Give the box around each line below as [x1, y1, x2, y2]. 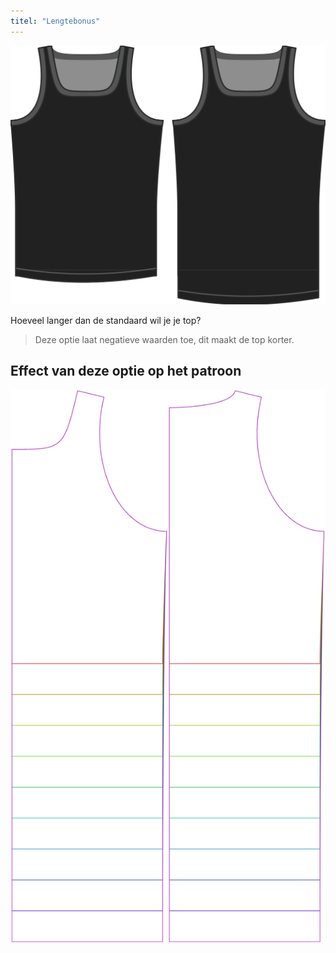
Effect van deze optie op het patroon [10, 362, 242, 379]
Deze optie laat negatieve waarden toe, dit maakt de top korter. [34, 333, 295, 345]
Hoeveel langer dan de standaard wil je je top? [10, 314, 202, 326]
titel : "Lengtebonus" [10, 16, 101, 26]
